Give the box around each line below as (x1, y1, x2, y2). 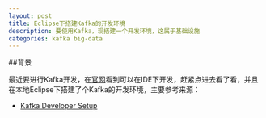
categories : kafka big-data (8, 34, 103, 43)
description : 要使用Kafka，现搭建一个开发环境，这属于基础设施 (8, 27, 201, 35)
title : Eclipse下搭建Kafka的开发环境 (8, 19, 126, 27)
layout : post (8, 11, 53, 20)
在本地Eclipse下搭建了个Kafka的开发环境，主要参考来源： (8, 85, 201, 95)
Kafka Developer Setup (19, 101, 98, 111)
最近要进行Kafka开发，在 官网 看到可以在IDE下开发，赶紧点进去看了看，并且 (8, 74, 259, 85)
